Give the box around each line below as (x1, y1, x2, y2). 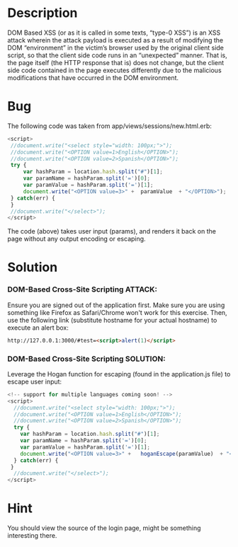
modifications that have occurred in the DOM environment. (7, 73, 179, 82)
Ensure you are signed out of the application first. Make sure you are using (7, 301, 225, 309)
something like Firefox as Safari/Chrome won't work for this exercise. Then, (7, 308, 228, 316)
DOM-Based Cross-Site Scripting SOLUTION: (7, 354, 166, 364)
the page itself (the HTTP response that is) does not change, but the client (7, 58, 225, 67)
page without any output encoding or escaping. (7, 235, 147, 243)
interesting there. (7, 531, 57, 540)
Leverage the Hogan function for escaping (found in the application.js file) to (7, 369, 231, 378)
